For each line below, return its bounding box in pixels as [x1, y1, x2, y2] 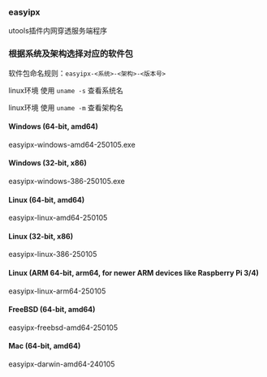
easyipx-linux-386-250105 [8, 250, 97, 259]
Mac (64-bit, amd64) [8, 341, 81, 351]
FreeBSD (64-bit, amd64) [8, 305, 96, 315]
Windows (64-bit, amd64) [8, 122, 99, 131]
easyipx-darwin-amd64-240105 [8, 359, 115, 369]
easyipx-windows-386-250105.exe [8, 177, 126, 186]
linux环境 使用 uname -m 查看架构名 [8, 102, 124, 112]
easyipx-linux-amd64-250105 [8, 213, 108, 223]
